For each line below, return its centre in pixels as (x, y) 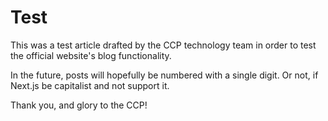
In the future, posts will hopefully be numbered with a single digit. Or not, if (164, 75)
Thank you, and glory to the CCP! (79, 105)
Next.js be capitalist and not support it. (90, 85)
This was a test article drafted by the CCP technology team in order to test (163, 45)
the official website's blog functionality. (91, 55)
